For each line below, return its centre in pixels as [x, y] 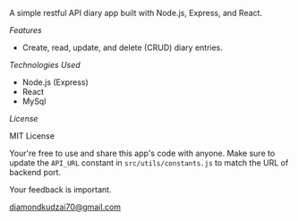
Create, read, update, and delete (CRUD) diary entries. [123, 47]
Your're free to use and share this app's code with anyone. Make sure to [142, 153]
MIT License [32, 136]
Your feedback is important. [60, 190]
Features [26, 30]
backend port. [35, 172]
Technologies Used [45, 65]
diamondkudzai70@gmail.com [65, 207]
